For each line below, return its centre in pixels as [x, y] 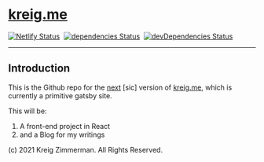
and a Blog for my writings [62, 134]
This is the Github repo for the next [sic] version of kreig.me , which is [120, 87]
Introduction [39, 68]
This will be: [27, 111]
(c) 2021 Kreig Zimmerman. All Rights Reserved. [86, 149]
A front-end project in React [65, 126]
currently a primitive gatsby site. [60, 95]
